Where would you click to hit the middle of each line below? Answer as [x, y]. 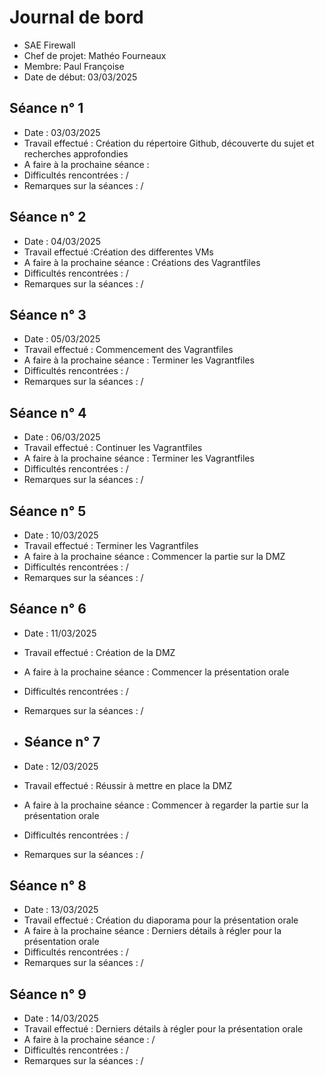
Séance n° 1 [46, 108]
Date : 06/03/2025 [62, 437]
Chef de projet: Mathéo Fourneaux [95, 55]
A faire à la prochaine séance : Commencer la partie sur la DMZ [154, 556]
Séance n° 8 [48, 886]
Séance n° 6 [48, 609]
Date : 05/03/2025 [62, 339]
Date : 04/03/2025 [62, 241]
